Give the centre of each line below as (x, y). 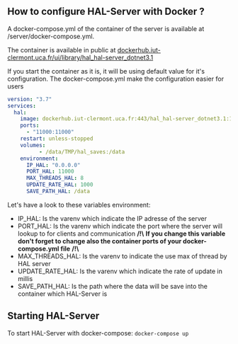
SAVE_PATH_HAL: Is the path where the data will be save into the (112, 286)
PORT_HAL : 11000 (50, 172)
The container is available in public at (62, 50)
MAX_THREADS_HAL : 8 (55, 178)
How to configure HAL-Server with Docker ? (106, 12)
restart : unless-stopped (57, 139)
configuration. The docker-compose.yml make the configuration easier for (116, 79)
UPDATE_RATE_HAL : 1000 (59, 185)
